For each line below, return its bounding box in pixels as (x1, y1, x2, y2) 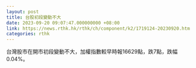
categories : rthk (6, 31, 50, 37)
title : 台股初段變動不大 (6, 14, 62, 20)
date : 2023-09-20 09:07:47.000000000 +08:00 (6, 20, 120, 26)
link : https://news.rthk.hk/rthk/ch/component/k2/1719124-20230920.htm (6, 25, 190, 32)
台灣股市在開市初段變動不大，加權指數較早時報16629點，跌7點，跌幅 (6, 48, 178, 55)
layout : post (6, 8, 39, 15)
